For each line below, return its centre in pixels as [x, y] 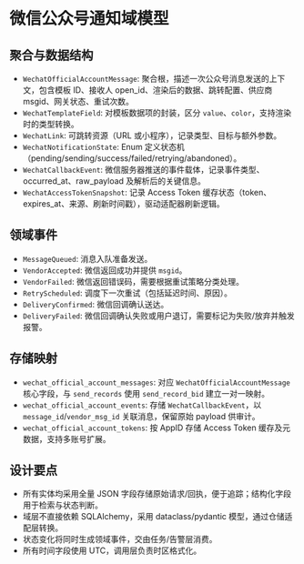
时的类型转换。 [51, 124]
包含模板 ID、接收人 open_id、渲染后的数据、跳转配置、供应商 [156, 90]
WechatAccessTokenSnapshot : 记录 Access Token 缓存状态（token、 [147, 192]
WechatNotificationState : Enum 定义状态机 [103, 147]
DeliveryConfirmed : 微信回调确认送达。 [96, 304]
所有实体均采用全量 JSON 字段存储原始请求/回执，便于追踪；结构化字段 [157, 494]
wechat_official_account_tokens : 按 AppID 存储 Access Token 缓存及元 [157, 428]
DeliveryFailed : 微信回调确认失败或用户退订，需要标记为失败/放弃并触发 [159, 316]
